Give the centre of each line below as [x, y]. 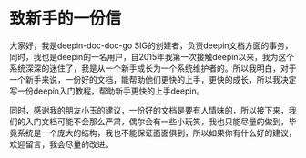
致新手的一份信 [66, 19]
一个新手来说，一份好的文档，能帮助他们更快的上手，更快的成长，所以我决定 [153, 79]
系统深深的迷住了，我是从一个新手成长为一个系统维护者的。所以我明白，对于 [153, 68]
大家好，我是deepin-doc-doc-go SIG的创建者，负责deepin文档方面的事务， [151, 45]
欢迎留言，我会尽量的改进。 [61, 144]
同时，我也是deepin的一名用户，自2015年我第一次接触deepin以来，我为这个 [152, 56]
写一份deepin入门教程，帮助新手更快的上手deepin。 [107, 91]
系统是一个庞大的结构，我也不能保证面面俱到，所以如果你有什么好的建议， [157, 133]
